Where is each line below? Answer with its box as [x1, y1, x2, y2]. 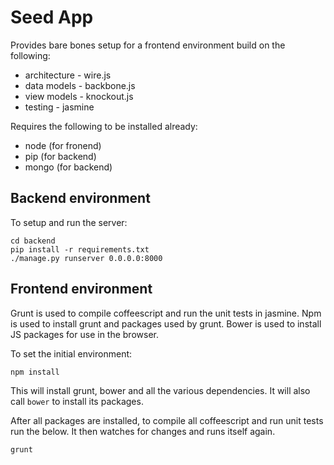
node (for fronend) [24, 139, 102, 151]
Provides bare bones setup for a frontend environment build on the [10, 39, 286, 51]
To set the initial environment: [10, 347, 133, 360]
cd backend [10, 236, 56, 246]
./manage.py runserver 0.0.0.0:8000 [10, 253, 163, 263]
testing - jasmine [24, 101, 95, 113]
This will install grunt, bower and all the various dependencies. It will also [10, 384, 311, 396]
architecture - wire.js [24, 69, 112, 81]
